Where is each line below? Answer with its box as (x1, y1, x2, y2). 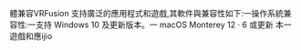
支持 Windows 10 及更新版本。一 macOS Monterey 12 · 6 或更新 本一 (36, 19, 292, 30)
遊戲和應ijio (9, 31, 53, 41)
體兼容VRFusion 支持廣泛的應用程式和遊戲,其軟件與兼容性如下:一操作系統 (9, 8, 285, 18)
